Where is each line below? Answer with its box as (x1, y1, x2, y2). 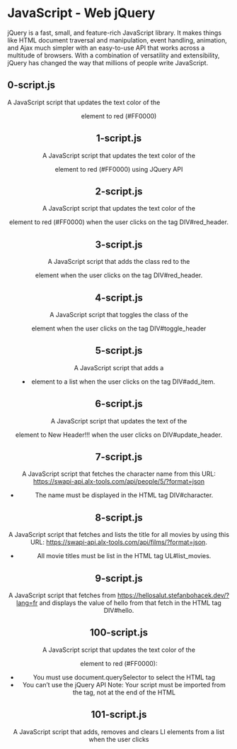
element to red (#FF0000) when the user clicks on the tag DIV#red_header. (9, 218, 229, 226)
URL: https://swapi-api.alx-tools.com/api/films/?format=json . (30, 538, 207, 547)
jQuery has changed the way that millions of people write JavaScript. (7, 58, 209, 67)
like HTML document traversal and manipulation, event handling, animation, (7, 35, 228, 44)
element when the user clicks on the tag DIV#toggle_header (31, 324, 207, 333)
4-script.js (95, 292, 143, 304)
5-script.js (95, 345, 143, 357)
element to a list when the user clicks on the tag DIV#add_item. (31, 377, 216, 386)
